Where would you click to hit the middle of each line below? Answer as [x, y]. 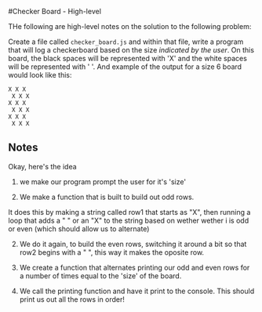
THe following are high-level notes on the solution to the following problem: [130, 26]
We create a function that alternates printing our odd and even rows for [135, 267]
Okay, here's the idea [42, 166]
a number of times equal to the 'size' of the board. [100, 276]
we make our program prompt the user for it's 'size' [103, 181]
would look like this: [40, 75]
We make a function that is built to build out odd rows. [107, 197]
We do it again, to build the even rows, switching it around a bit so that [133, 244]
